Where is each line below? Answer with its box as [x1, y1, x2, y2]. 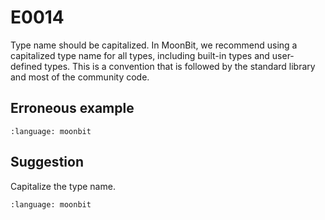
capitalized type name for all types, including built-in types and [10, 49, 270, 61]
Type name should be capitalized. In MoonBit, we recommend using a [10, 39, 298, 51]
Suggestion [10, 154, 84, 171]
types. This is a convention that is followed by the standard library [44, 60, 316, 72]
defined [10, 60, 43, 72]
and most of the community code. [10, 71, 150, 83]
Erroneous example [10, 100, 135, 117]
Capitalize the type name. [10, 180, 116, 192]
